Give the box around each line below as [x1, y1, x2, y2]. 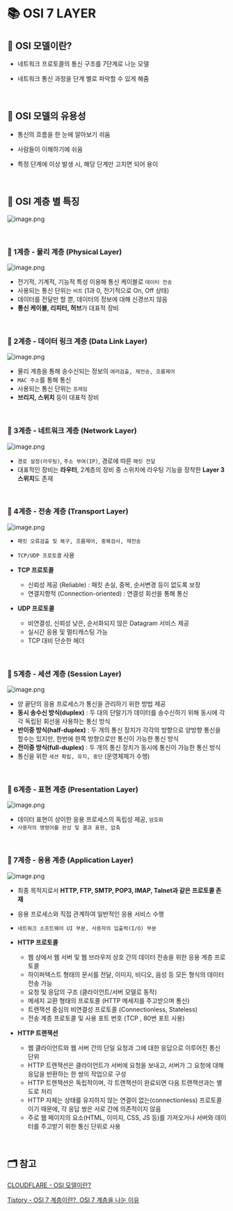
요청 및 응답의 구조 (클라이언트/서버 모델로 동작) [27, 988, 158, 996]
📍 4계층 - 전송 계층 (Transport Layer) [7, 506, 129, 516]
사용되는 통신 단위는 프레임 [17, 384, 88, 393]
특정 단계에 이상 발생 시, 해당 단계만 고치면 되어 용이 [17, 160, 159, 168]
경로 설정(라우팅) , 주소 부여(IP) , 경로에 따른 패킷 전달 [17, 456, 156, 465]
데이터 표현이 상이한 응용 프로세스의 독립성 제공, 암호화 [17, 815, 163, 824]
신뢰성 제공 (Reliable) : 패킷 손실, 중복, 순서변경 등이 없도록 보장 [27, 580, 201, 589]
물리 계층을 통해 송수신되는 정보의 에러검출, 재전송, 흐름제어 [17, 367, 175, 375]
